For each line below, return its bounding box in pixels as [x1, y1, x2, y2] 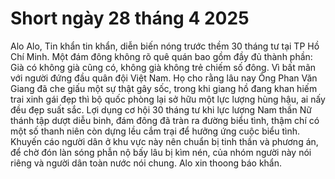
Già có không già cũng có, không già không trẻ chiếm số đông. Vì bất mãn [10, 61, 317, 73]
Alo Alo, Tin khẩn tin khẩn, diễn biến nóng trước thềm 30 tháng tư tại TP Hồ [10, 40, 320, 52]
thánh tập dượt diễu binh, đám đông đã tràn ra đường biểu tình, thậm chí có [10, 114, 320, 126]
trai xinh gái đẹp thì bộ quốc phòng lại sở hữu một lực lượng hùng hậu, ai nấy [10, 93, 326, 105]
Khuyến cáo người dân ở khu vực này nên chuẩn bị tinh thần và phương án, [10, 135, 319, 147]
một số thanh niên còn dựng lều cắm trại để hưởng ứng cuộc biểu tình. [10, 125, 301, 137]
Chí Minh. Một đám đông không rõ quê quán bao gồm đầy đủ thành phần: [10, 50, 313, 62]
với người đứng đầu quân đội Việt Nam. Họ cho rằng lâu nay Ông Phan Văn [10, 72, 318, 84]
